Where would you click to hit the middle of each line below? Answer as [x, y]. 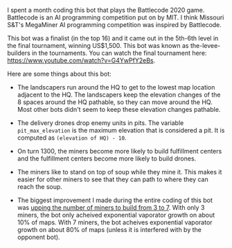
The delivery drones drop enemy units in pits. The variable [100, 123]
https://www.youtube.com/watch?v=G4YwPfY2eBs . [81, 60]
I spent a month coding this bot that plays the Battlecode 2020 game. [106, 10]
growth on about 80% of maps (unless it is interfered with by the [109, 230]
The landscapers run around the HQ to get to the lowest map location [116, 87]
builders [19, 53]
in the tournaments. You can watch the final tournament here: [119, 53]
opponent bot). [38, 237]
